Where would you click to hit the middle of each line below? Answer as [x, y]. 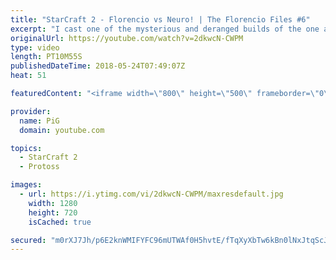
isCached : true [60, 222]
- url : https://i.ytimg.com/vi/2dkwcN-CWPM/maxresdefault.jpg [151, 194]
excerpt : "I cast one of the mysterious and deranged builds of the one [165, 29]
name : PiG [39, 121]
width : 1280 [53, 203]
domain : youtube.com [62, 130]
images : [26, 185]
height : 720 [53, 212]
